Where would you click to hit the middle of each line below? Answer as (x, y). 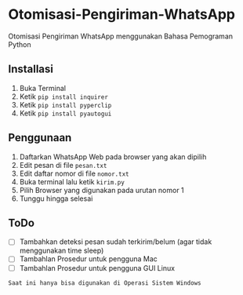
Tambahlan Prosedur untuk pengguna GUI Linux (97, 268)
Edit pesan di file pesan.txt (63, 165)
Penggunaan (40, 138)
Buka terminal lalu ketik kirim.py (72, 181)
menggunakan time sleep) (62, 251)
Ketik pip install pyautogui (65, 113)
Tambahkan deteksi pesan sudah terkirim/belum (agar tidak (116, 242)
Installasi (31, 69)
